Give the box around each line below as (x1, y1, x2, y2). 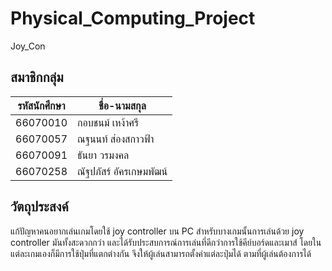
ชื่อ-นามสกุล (98, 98, 147, 112)
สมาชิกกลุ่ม (10, 69, 64, 86)
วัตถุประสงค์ (10, 198, 69, 216)
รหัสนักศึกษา (17, 98, 66, 112)
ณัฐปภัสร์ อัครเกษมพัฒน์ (77, 164, 168, 178)
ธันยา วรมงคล (77, 148, 130, 162)
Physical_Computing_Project (10, 7, 256, 30)
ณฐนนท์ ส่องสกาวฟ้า (77, 132, 155, 146)
